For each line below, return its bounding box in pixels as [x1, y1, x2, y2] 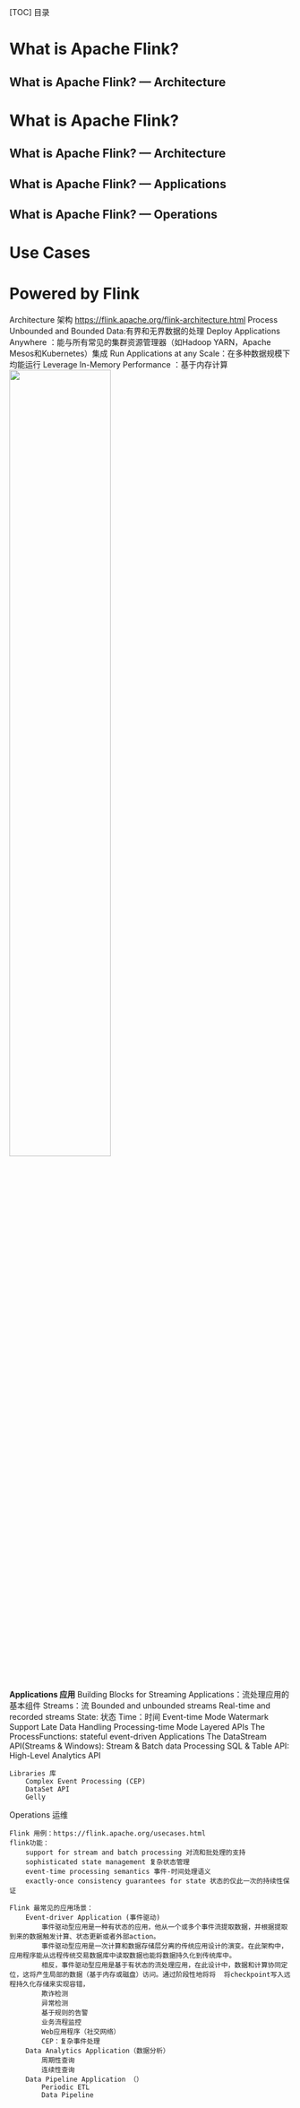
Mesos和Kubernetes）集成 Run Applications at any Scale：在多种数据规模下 [9, 348, 291, 359]
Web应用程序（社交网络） [41, 2027, 121, 2036]
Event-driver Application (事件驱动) [25, 1914, 161, 1922]
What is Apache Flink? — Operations [9, 206, 218, 221]
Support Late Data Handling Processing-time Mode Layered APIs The [9, 1722, 266, 1732]
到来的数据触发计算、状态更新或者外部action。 [9, 1932, 160, 1941]
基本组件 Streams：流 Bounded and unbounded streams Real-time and [9, 1700, 271, 1711]
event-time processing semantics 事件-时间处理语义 [25, 1867, 212, 1877]
